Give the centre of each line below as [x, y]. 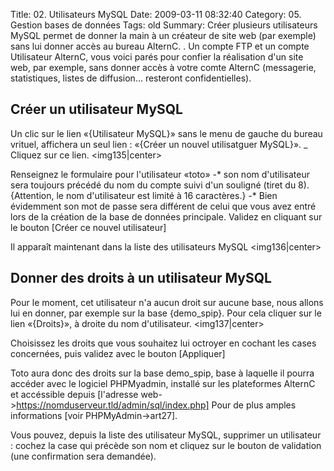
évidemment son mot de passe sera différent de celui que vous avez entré [163, 206]
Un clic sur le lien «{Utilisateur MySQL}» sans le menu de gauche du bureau [166, 133]
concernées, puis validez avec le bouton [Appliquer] [118, 353]
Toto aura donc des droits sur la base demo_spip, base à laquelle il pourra [162, 373]
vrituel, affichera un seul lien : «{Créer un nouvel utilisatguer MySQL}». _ [159, 144]
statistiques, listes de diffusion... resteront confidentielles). [131, 78]
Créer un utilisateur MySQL [96, 109]
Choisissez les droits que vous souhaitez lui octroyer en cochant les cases [163, 343]
